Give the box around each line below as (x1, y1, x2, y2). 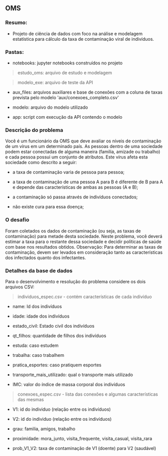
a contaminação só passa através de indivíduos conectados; (12, 194, 138, 200)
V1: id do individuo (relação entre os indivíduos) (12, 406, 111, 412)
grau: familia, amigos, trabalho (12, 425, 76, 432)
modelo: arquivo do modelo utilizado (12, 104, 88, 110)
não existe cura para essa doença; (12, 204, 84, 210)
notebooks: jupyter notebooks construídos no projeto (12, 60, 123, 66)
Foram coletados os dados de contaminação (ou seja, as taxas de (5, 227, 141, 234)
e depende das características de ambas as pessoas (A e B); (12, 184, 138, 190)
